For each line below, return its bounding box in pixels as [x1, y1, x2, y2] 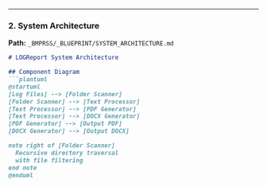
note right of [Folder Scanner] [8, 142, 115, 150]
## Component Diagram [8, 68, 80, 76]
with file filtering [15, 156, 83, 164]
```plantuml [8, 76, 48, 84]
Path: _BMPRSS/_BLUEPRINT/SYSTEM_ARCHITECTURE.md [8, 38, 175, 48]
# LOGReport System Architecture [8, 53, 119, 62]
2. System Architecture [8, 20, 100, 31]
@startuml [8, 83, 41, 91]
